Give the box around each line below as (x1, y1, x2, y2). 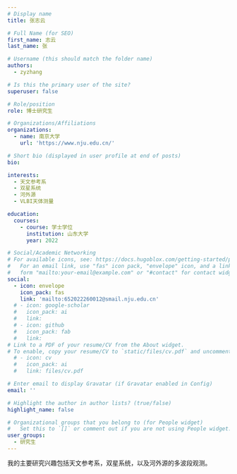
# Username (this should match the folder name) (7, 56, 153, 63)
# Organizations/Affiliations (7, 120, 97, 127)
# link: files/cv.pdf (13, 367, 83, 375)
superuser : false (7, 87, 59, 95)
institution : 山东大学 (25, 230, 89, 237)
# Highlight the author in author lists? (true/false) (7, 399, 172, 406)
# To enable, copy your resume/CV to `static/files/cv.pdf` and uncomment (7, 348, 232, 355)
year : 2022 (25, 237, 59, 244)
